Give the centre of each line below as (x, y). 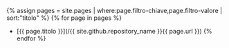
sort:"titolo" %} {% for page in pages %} (64, 18)
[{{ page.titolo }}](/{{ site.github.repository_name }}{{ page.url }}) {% (114, 31)
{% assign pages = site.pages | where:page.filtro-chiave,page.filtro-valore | (114, 11)
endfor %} (31, 38)
